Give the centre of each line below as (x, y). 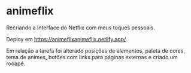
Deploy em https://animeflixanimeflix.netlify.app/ (66, 39)
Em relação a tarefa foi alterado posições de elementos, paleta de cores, (96, 51)
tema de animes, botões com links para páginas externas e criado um (92, 57)
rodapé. (16, 63)
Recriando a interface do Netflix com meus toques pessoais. (81, 28)
